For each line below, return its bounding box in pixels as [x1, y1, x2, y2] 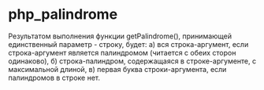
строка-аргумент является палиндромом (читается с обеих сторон [8, 48, 236, 57]
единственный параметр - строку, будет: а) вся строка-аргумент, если [8, 39, 249, 49]
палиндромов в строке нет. [8, 73, 101, 82]
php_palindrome [8, 5, 118, 23]
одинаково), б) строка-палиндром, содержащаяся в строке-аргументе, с [8, 56, 257, 66]
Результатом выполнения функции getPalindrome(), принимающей [8, 31, 232, 41]
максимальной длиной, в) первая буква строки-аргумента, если [8, 64, 227, 74]
